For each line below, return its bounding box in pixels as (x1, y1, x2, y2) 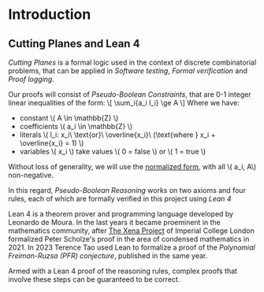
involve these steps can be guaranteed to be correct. (8, 275, 180, 284)
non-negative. (8, 171, 54, 179)
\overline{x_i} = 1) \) (19, 139, 84, 147)
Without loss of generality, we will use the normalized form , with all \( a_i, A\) (8, 162, 257, 171)
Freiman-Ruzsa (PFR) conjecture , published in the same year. (8, 251, 208, 261)
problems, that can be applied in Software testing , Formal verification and (8, 66, 248, 76)
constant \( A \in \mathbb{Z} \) (19, 113, 119, 123)
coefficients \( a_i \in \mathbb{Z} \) (19, 122, 133, 131)
